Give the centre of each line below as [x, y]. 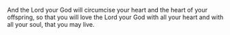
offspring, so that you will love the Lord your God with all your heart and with [115, 17]
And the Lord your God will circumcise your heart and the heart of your [107, 10]
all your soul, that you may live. [51, 24]
